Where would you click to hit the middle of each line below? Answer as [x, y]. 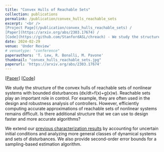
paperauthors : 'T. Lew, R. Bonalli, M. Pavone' [54, 55]
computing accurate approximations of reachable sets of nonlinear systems [81, 109]
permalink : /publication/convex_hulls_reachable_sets [61, 19]
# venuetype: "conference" [32, 51]
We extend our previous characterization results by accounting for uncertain [82, 128]
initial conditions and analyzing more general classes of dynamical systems [81, 134]
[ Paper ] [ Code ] [20, 78]
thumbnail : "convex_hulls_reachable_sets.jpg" [53, 60]
